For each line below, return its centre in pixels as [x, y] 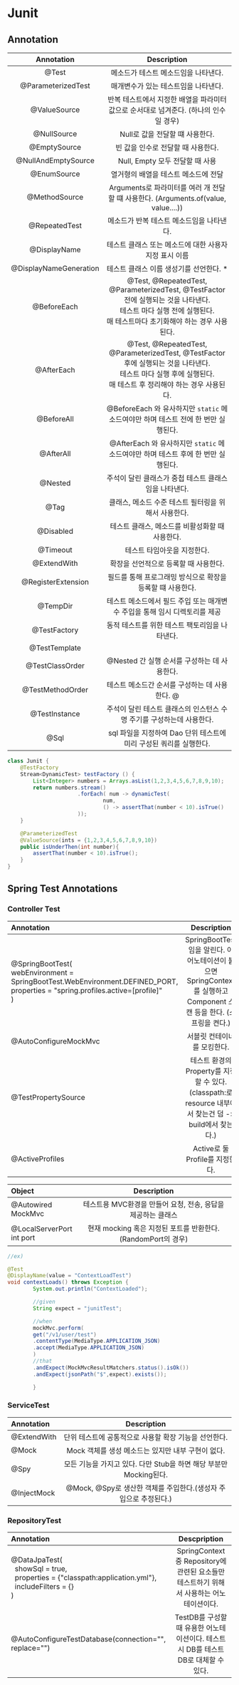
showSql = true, [41, 1569]
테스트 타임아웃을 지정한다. [167, 550]
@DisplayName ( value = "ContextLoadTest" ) [70, 1276]
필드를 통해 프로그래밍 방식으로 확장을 [167, 577]
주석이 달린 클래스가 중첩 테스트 [156, 478]
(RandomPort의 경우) [154, 1239]
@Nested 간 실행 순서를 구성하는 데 [163, 661]
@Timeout [55, 550]
